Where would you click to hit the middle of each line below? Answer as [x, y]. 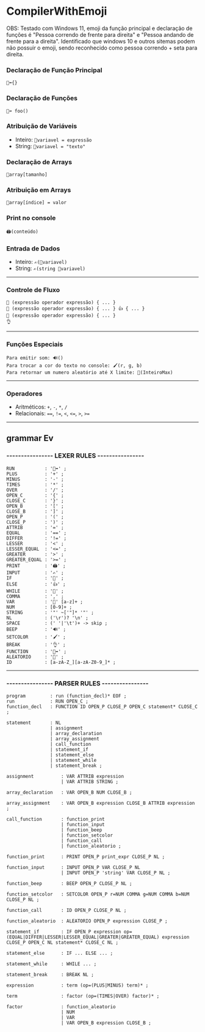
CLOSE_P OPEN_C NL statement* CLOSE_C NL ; [63, 942]
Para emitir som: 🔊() [35, 358]
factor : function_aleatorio [61, 1007]
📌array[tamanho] [27, 175]
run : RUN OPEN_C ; [47, 701]
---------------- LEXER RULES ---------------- [75, 456]
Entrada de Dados [33, 248]
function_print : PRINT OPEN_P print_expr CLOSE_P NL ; [86, 857]
